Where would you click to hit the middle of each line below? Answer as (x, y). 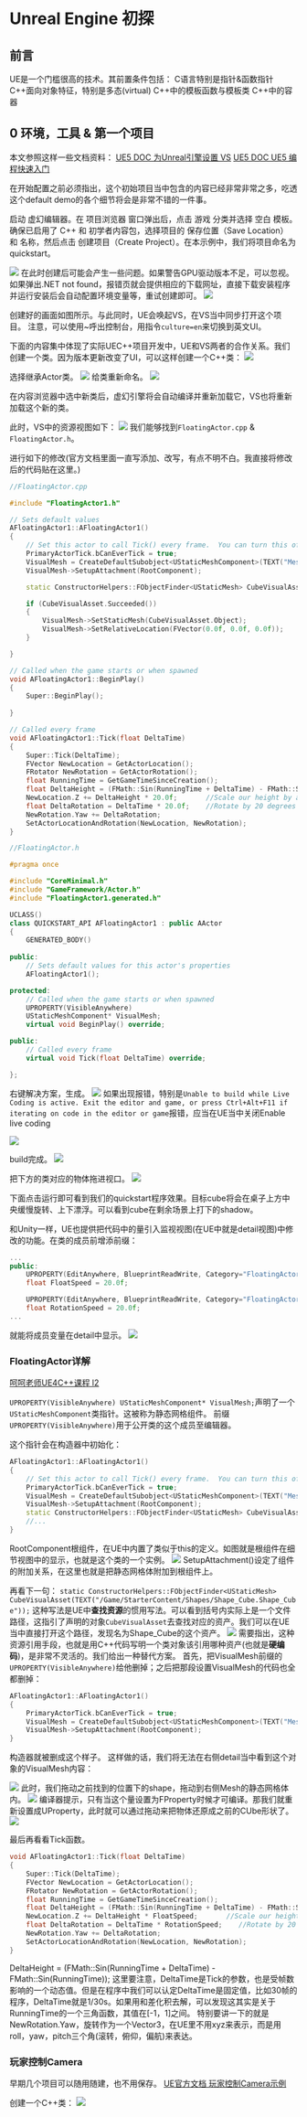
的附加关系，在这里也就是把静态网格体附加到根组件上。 (113, 1571)
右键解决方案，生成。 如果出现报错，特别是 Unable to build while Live (150, 1093)
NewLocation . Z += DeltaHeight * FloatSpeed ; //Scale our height (163, 1917)
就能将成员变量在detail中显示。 (68, 1335)
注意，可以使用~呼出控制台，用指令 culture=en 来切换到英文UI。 (147, 326)
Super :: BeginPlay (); (65, 696)
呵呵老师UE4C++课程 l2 (54, 1383)
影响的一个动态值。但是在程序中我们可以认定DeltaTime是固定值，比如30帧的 (153, 1990)
